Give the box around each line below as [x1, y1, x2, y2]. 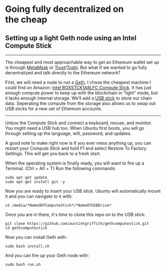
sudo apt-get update [5, 175, 48, 180]
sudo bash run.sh [5, 262, 41, 267]
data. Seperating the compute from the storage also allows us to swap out [5, 101, 156, 106]
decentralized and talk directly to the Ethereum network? [5, 70, 121, 75]
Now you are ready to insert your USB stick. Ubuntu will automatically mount [5, 188, 161, 194]
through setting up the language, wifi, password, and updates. [5, 130, 132, 136]
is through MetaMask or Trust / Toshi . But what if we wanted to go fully [5, 64, 147, 70]
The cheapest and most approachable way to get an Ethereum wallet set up [5, 59, 160, 65]
